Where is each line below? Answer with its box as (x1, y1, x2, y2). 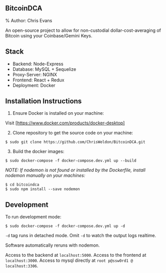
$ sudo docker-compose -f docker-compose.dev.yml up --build (5, 158, 137, 163)
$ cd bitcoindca (5, 182, 39, 188)
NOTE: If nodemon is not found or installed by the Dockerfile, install (5, 167, 146, 173)
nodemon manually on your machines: (5, 172, 86, 178)
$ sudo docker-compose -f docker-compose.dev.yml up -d (5, 223, 125, 229)
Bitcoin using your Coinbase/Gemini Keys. (5, 32, 92, 38)
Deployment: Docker (12, 82, 56, 88)
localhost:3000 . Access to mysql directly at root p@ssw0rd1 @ (5, 257, 133, 263)
